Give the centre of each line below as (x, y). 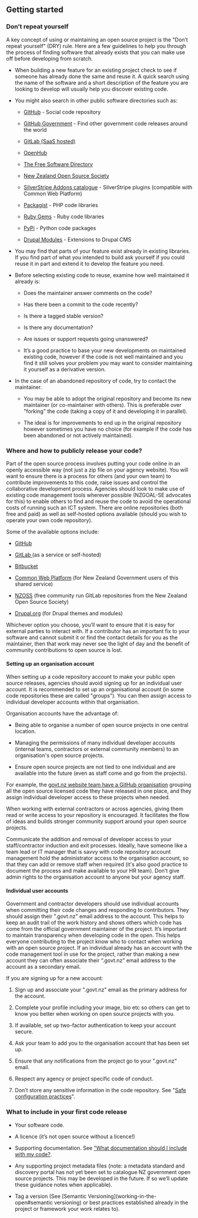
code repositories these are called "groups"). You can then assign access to (99, 696)
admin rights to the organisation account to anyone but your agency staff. (95, 877)
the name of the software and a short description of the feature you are (101, 82)
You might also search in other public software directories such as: (96, 100)
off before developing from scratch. (50, 58)
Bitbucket (26, 566)
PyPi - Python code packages (60, 228)
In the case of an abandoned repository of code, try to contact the (95, 381)
